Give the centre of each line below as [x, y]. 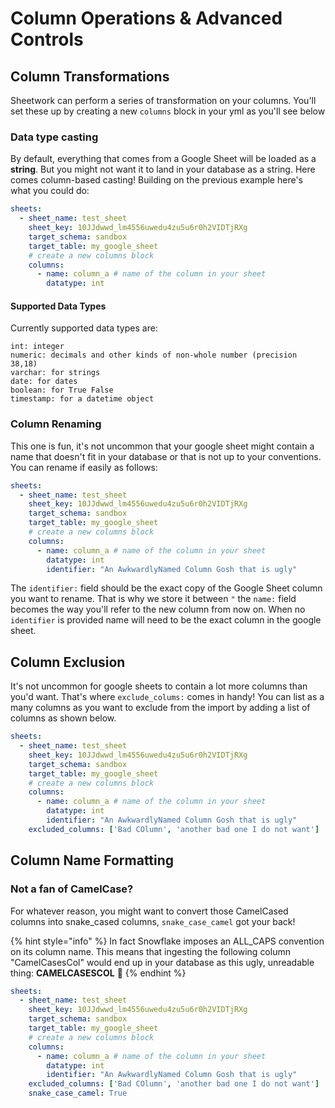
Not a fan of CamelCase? [72, 889]
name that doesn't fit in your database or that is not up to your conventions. [166, 456]
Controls [47, 39]
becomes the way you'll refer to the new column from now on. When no [158, 609]
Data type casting [54, 137]
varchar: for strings [55, 373]
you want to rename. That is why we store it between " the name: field [153, 599]
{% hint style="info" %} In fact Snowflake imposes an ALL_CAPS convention [167, 941]
